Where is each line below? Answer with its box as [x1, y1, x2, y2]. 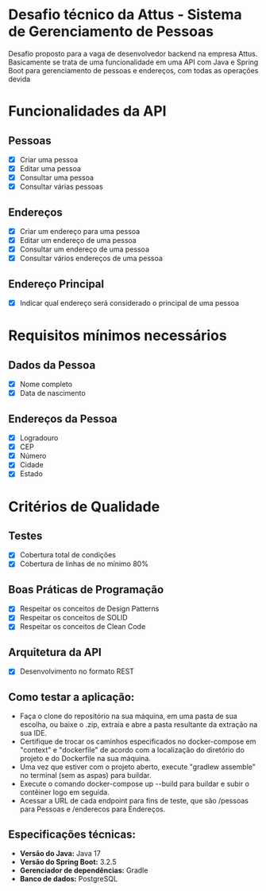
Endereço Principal [8, 277, 105, 291]
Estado [19, 469, 44, 479]
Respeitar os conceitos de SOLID [19, 613, 129, 623]
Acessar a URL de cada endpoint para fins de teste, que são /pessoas [19, 796, 249, 806]
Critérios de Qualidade [8, 498, 160, 515]
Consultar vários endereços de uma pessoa [19, 253, 163, 264]
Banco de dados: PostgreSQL [19, 874, 118, 883]
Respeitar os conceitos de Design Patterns [19, 604, 160, 614]
